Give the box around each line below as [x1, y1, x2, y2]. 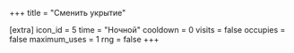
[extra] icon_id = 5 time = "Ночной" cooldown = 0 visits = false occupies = [9, 25, 286, 34]
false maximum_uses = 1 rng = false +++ [9, 34, 160, 44]
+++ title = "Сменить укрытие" [9, 8, 126, 18]
